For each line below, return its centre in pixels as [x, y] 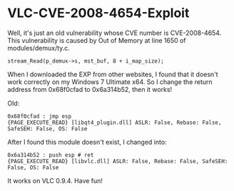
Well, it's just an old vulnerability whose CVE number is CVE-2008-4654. [115, 33]
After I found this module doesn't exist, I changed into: [87, 142]
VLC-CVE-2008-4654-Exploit [98, 13]
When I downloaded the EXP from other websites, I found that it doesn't [113, 74]
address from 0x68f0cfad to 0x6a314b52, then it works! [90, 89]
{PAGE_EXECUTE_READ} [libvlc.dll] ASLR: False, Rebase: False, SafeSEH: [118, 161]
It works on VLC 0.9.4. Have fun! [55, 180]
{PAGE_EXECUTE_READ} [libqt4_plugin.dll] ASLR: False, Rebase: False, [115, 123]
